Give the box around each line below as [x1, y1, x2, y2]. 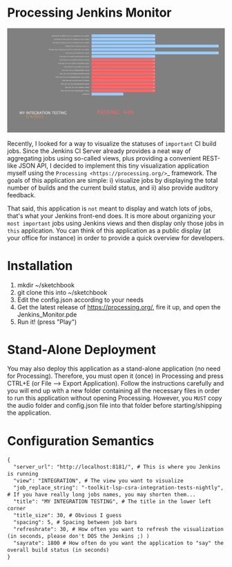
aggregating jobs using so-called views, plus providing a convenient [7, 154, 202, 162]
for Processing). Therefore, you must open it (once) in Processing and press [7, 372, 224, 380]
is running [7, 471, 39, 478]
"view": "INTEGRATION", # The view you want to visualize [13, 478, 184, 485]
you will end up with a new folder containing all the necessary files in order [7, 386, 220, 395]
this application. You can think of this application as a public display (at [7, 226, 211, 235]
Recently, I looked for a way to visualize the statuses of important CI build [7, 139, 217, 147]
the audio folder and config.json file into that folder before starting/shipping [7, 402, 222, 410]
